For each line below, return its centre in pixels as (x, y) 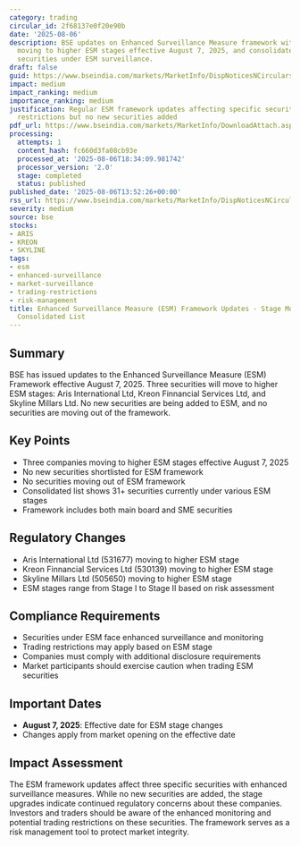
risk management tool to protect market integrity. (99, 832)
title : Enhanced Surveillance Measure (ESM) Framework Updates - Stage (145, 309)
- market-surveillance (51, 283)
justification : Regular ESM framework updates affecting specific (135, 109)
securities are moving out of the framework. (90, 412)
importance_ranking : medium (62, 101)
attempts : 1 (40, 142)
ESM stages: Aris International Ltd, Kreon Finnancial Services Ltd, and (137, 393)
